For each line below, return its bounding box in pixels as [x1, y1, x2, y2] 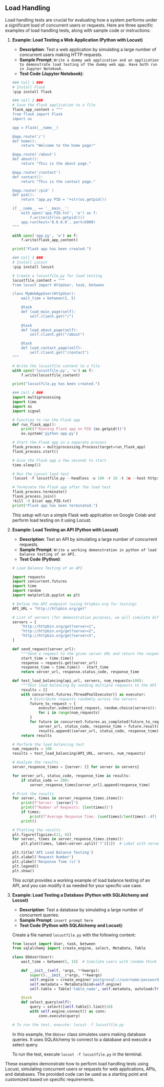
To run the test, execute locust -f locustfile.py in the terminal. [12, 1051, 143, 1057]
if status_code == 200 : [21, 778, 69, 783]
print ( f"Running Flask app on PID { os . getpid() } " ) [21, 426, 126, 431]
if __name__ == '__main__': [12, 206, 69, 211]
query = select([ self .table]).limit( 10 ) [30, 1005, 113, 1009]
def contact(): [12, 174, 43, 180]
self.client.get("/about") [30, 332, 85, 337]
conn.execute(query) [38, 1013, 81, 1018]
